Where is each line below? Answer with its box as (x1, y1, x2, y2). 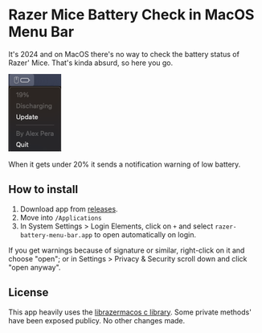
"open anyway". (8, 262, 61, 272)
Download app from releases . (19, 203, 118, 214)
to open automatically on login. (93, 229, 197, 239)
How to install (8, 183, 79, 196)
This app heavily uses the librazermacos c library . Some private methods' (8, 307, 252, 317)
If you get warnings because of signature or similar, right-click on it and (8, 245, 245, 255)
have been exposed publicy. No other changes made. (8, 315, 186, 325)
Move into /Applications (19, 212, 102, 222)
